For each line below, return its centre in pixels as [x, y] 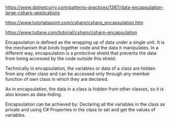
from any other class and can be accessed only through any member [78, 74]
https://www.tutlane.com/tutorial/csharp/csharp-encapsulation [71, 32]
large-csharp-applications [33, 13]
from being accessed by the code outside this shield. [61, 58]
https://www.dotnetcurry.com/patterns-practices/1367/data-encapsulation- [84, 7]
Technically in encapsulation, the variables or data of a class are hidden [80, 68]
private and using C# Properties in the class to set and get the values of [80, 110]
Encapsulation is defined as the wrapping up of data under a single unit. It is [85, 42]
